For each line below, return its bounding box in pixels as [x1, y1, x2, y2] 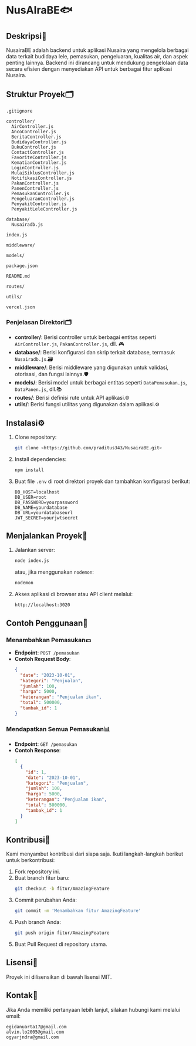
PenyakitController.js [11, 200, 67, 207]
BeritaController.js [11, 134, 62, 140]
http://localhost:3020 [14, 602, 70, 608]
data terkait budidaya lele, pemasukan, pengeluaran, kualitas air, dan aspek [6, 53, 188, 60]
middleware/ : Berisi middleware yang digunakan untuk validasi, [14, 364, 169, 371]
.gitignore [6, 108, 33, 114]
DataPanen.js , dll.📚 [14, 386, 62, 393]
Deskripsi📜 [6, 31, 47, 41]
